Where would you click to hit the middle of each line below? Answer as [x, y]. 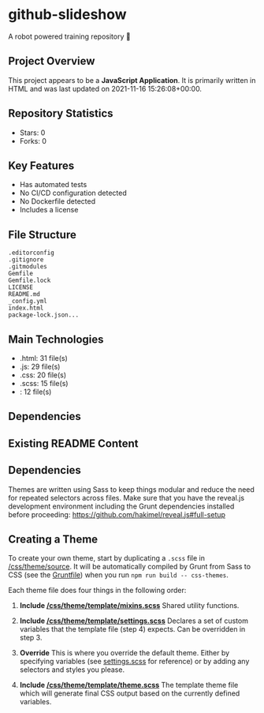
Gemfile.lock [30, 281]
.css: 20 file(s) [43, 375]
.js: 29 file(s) [40, 366]
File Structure [42, 235]
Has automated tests [53, 185]
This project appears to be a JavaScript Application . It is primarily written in [132, 80]
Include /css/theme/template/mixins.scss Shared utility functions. [129, 606]
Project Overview [52, 61]
